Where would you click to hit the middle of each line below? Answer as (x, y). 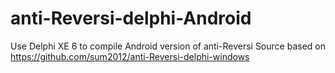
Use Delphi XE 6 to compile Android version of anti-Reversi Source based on (168, 46)
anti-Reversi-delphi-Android (131, 18)
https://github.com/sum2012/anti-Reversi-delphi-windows (130, 56)
